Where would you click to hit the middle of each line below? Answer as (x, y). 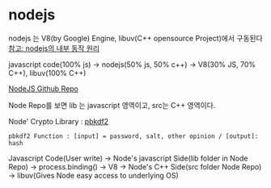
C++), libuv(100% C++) (47, 73)
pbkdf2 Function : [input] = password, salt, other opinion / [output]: (133, 136)
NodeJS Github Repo (44, 88)
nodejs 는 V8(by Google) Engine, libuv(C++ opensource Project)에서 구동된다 (135, 38)
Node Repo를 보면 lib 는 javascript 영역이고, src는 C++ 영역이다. (112, 105)
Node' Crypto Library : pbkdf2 (59, 121)
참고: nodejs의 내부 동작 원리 (54, 48)
